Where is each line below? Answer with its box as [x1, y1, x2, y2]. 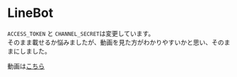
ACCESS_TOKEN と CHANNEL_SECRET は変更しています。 [7, 29, 155, 37]
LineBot [7, 5, 54, 21]
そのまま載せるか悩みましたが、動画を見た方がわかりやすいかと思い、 [7, 37, 212, 47]
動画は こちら [7, 61, 45, 70]
